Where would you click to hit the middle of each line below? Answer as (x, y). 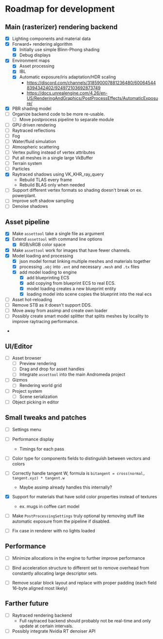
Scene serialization (38, 396)
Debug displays (35, 55)
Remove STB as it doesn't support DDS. (52, 305)
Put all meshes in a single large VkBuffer (53, 158)
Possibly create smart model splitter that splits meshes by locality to (80, 316)
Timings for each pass (42, 449)
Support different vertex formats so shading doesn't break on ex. (77, 190)
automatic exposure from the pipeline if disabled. (61, 521)
